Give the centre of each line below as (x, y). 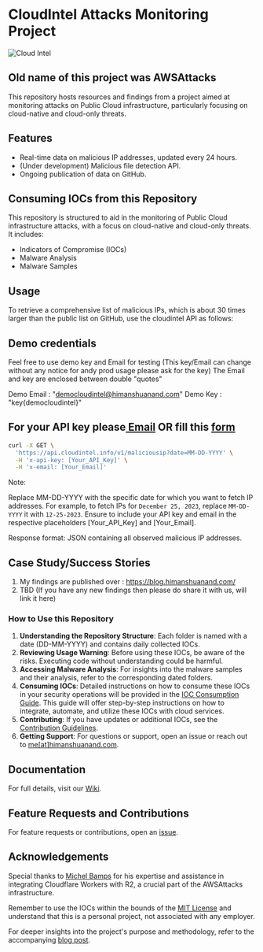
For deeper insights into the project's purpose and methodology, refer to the (131, 932)
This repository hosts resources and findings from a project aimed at (119, 97)
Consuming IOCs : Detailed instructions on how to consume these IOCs (135, 686)
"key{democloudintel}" (45, 402)
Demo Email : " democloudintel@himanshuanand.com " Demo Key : (115, 394)
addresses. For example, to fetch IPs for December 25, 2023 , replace (118, 506)
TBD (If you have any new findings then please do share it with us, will (133, 590)
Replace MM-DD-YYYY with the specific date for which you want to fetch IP (131, 498)
